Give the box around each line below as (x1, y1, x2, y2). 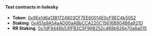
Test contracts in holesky (5, 4, 58, 10)
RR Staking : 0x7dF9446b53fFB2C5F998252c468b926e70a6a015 (12, 25, 147, 32)
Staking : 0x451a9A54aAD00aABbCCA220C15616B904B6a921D (12, 20, 143, 26)
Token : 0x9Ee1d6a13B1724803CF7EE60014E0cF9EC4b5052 (12, 15, 136, 21)
